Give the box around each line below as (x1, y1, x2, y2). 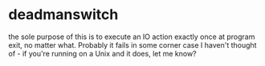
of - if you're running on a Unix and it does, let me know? (8, 49, 197, 58)
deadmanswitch (8, 6, 119, 24)
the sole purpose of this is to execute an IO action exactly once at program (8, 32, 255, 41)
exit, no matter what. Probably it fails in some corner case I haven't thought (8, 40, 257, 49)
